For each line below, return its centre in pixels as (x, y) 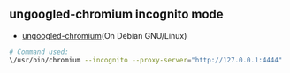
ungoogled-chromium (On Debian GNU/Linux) (104, 35)
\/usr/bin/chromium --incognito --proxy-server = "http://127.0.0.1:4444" (146, 60)
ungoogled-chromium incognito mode (116, 15)
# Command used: (39, 52)
